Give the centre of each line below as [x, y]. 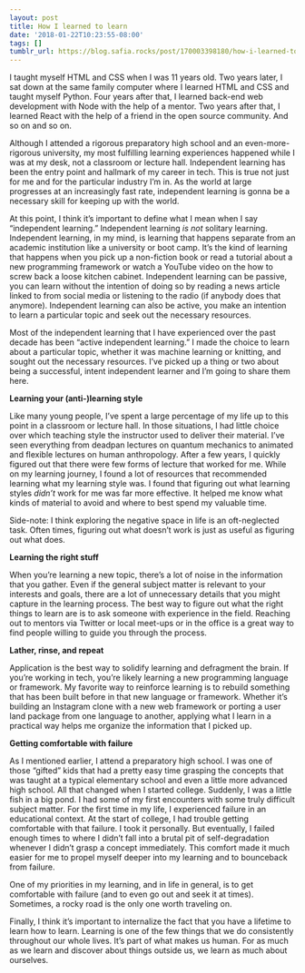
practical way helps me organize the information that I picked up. [131, 726]
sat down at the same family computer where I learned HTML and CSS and [149, 87]
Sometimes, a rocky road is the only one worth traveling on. [121, 904]
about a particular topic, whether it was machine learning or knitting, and [145, 352]
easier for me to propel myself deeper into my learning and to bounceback [148, 858]
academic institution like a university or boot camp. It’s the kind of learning [148, 248]
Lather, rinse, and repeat [57, 651]
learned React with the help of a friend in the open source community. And [149, 116]
